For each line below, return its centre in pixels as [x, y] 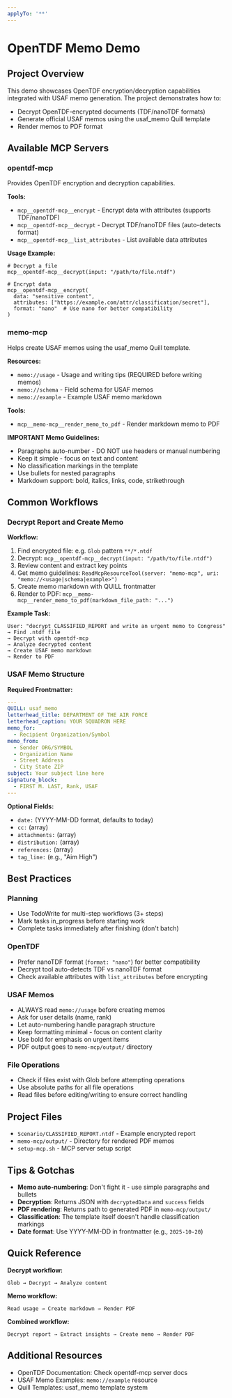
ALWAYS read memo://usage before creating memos [91, 1010]
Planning [23, 898]
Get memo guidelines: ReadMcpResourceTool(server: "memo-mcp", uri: [118, 573]
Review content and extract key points [72, 566]
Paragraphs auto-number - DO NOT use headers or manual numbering [119, 451]
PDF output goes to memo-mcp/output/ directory [85, 1047]
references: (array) [45, 849]
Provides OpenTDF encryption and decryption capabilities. [91, 183]
